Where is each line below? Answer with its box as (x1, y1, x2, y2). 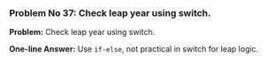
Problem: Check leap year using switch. (9, 27, 156, 38)
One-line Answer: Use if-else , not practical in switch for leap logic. (9, 44, 259, 54)
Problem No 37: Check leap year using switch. (9, 7, 211, 19)
